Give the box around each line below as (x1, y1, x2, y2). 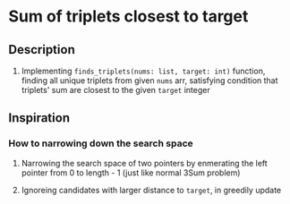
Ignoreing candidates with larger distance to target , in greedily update (21, 184, 282, 195)
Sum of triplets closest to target (8, 6, 249, 27)
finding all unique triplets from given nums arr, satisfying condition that (21, 75, 278, 86)
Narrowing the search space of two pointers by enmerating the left (21, 157, 268, 168)
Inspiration (8, 110, 71, 126)
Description (8, 42, 75, 57)
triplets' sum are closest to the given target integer (21, 85, 211, 95)
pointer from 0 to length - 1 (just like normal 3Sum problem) (21, 167, 241, 178)
